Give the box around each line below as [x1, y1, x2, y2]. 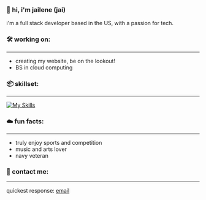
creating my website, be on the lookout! [15, 57, 115, 64]
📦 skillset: [6, 79, 39, 88]
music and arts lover [15, 145, 67, 153]
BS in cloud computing [15, 64, 73, 71]
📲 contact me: [6, 167, 49, 176]
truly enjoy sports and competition [15, 139, 102, 147]
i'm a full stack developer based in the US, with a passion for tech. [6, 20, 174, 27]
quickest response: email [6, 187, 70, 194]
